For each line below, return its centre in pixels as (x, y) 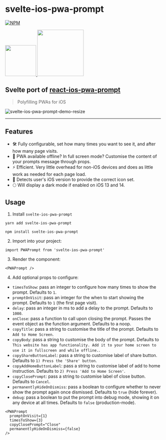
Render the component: (36, 259)
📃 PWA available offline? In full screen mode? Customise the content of (84, 156)
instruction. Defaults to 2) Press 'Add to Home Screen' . (69, 371)
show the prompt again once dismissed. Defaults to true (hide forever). (85, 392)
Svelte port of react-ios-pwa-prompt (63, 90)
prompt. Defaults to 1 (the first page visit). (55, 303)
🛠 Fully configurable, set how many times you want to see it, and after (84, 144)
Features (19, 132)
